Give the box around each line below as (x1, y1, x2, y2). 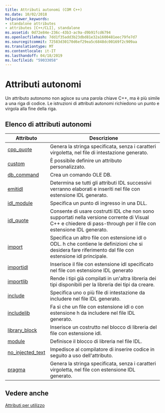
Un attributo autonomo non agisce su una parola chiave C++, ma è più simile (5, 95, 160, 101)
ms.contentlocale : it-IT (5, 48, 56, 53)
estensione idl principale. (50, 253, 108, 260)
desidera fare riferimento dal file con (50, 247, 134, 253)
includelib (7, 309, 30, 316)
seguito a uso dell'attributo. (50, 352, 113, 359)
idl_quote (7, 217, 29, 224)
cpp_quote (7, 146, 32, 153)
